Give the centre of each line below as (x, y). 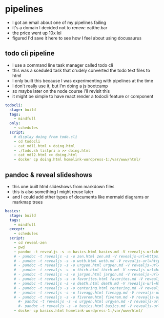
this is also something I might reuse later (53, 192)
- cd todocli (27, 141)
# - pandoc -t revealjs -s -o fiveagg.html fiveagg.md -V (74, 293)
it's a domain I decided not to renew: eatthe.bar (60, 27)
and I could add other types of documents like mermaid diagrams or (81, 197)
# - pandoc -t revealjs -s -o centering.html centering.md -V (78, 288)
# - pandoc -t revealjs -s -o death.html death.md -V (70, 283)
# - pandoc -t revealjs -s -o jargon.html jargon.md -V (72, 275)
